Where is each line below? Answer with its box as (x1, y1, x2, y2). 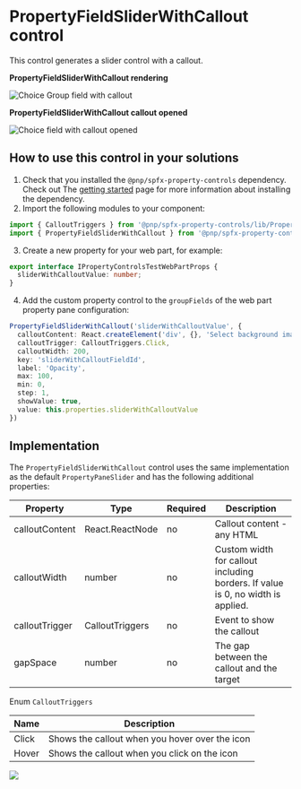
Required (167, 502, 207, 515)
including (214, 566, 254, 578)
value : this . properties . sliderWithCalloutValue (17, 405, 199, 414)
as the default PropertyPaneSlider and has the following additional (9, 472, 254, 482)
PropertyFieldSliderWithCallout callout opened (9, 107, 188, 117)
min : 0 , (17, 380, 47, 389)
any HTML (214, 529, 259, 542)
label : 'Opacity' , (17, 363, 87, 373)
